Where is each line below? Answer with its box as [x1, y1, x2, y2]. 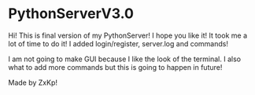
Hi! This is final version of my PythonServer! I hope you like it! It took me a [8, 31, 248, 40]
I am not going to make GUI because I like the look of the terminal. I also [8, 54, 242, 64]
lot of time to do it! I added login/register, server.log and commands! [8, 38, 228, 48]
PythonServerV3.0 [8, 5, 134, 23]
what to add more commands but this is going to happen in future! [8, 62, 223, 71]
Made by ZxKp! [8, 78, 57, 87]
